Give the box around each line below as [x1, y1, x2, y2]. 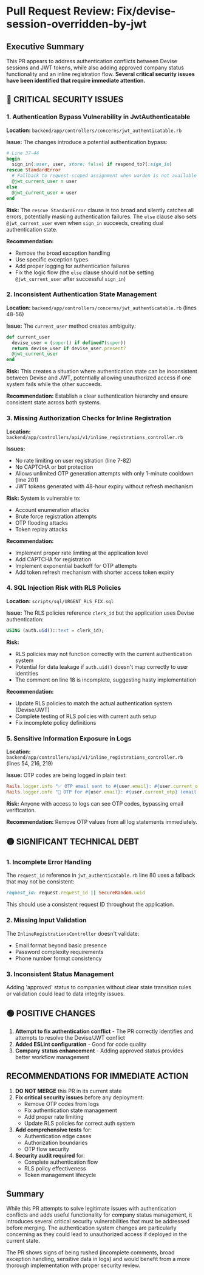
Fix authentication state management [24, 1107, 117, 1114]
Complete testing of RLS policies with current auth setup [15, 713, 157, 720]
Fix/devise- [117, 4, 176, 18]
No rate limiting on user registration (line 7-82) [15, 457, 132, 464]
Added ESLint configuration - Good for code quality [15, 1040, 147, 1048]
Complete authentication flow [24, 1158, 98, 1166]
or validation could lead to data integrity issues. [6, 990, 125, 997]
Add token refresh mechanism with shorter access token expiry [15, 568, 174, 576]
